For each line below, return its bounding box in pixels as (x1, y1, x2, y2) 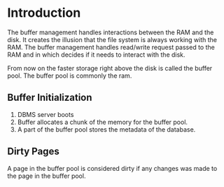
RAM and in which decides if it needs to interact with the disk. (7, 50, 185, 59)
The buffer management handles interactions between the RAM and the (7, 28, 214, 36)
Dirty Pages (7, 146, 59, 158)
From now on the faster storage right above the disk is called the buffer (7, 64, 213, 72)
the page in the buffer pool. (7, 172, 86, 180)
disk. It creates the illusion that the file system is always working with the (7, 35, 218, 43)
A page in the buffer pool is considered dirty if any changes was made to (7, 164, 218, 172)
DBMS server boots (17, 110, 74, 118)
